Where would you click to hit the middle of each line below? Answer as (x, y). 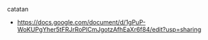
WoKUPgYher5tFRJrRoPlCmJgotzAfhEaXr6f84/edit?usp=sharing (109, 29)
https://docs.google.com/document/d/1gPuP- (81, 22)
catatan (18, 9)
